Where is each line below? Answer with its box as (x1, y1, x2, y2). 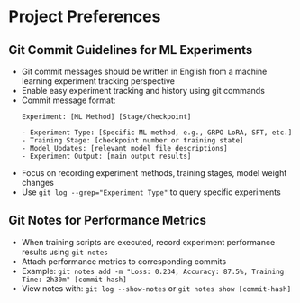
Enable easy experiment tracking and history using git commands (21, 86, 265, 96)
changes (21, 178, 55, 188)
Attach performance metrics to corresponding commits (21, 255, 227, 267)
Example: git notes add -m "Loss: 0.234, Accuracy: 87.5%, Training (21, 265, 285, 276)
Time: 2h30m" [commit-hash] (21, 275, 127, 284)
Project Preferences (8, 6, 161, 27)
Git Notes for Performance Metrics (8, 213, 206, 228)
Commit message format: (21, 95, 116, 106)
